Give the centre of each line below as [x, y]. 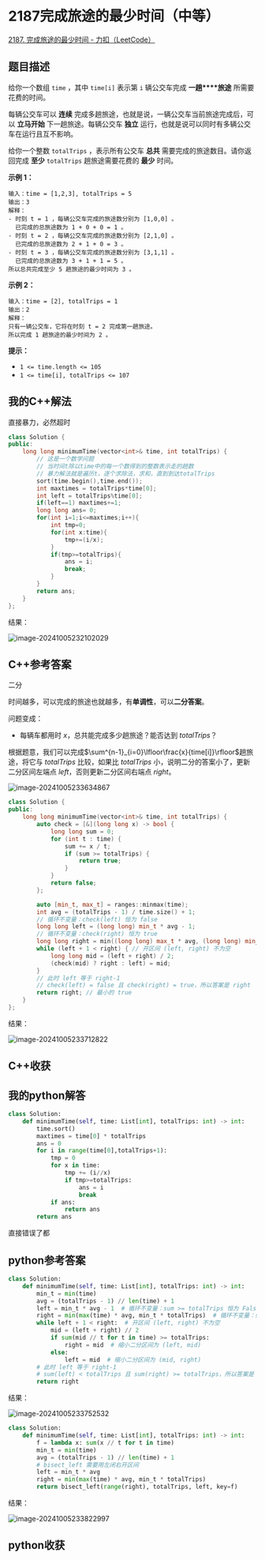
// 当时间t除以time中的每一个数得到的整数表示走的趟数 [116, 467]
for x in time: [75, 1166]
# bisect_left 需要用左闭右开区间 [88, 1465]
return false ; [73, 883]
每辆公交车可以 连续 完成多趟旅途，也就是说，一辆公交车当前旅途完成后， [127, 114]
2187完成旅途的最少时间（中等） [114, 16]
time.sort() [56, 1129]
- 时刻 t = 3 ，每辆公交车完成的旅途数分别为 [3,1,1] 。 [93, 252]
